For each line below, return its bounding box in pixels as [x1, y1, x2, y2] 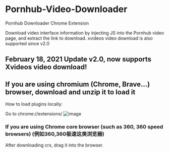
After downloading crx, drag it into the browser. [5, 142, 103, 148]
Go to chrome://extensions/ [5, 111, 63, 117]
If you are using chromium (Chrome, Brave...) [5, 80, 150, 88]
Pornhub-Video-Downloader [5, 4, 128, 15]
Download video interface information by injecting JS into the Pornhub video [5, 30, 164, 36]
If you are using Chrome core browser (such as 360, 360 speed [5, 123, 163, 130]
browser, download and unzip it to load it [5, 88, 136, 96]
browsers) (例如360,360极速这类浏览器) [5, 130, 104, 137]
